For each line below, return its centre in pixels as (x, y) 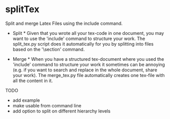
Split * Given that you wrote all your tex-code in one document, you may (88, 33)
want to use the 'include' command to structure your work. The (79, 38)
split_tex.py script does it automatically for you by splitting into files (83, 44)
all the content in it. (33, 81)
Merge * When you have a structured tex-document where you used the (88, 59)
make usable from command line (47, 105)
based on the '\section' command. (49, 49)
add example (26, 100)
